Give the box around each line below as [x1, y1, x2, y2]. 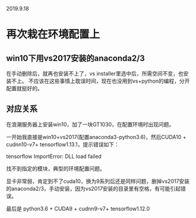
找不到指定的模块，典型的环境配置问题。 [6, 165, 105, 172]
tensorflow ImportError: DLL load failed [6, 153, 102, 160]
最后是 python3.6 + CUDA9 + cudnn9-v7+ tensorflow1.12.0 [6, 205, 150, 212]
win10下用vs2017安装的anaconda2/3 [6, 53, 146, 63]
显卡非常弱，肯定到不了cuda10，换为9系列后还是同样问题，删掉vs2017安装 [6, 178, 190, 185]
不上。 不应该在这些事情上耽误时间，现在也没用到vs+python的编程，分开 [11, 77, 190, 84]
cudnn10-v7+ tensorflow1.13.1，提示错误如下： [6, 141, 120, 148]
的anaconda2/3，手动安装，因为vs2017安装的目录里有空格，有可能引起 [6, 185, 181, 192]
